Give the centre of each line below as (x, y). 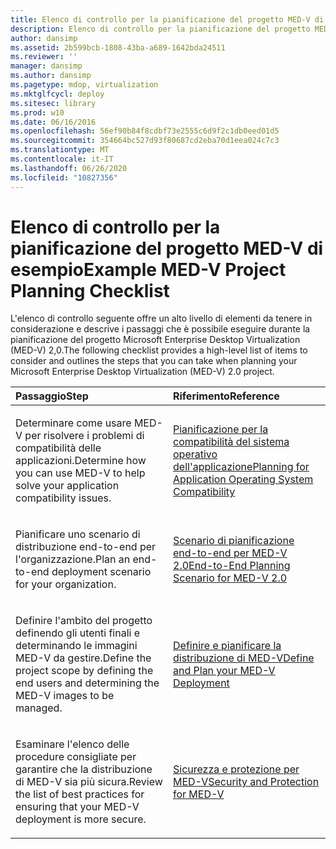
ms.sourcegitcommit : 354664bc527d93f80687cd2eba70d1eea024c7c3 (145, 141)
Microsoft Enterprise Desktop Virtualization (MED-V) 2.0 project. (142, 372)
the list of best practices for (80, 794)
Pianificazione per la (221, 429)
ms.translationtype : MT (60, 150)
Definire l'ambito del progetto (84, 621)
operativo (195, 454)
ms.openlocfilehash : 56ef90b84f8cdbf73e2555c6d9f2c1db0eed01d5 (145, 131)
